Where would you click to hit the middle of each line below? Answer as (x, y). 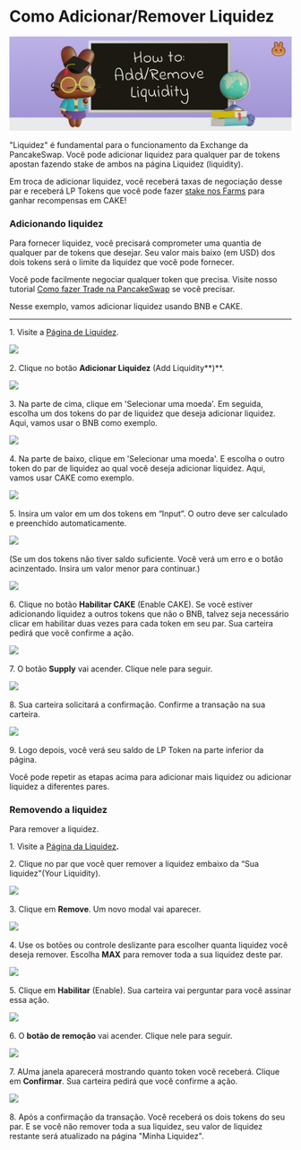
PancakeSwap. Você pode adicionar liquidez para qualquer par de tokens (145, 154)
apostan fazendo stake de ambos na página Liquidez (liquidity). (126, 164)
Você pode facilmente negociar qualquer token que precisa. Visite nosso (143, 280)
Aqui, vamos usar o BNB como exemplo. (84, 423)
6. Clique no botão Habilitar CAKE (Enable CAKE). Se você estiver (131, 605)
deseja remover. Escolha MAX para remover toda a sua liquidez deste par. (146, 955)
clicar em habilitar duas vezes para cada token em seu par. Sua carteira (141, 624)
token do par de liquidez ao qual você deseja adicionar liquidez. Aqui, (138, 469)
